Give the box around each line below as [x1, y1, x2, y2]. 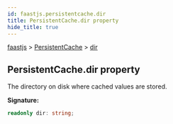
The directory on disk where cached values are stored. [7, 82, 168, 91]
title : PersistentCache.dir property [7, 17, 119, 24]
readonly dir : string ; [7, 110, 74, 117]
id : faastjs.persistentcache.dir [7, 10, 106, 18]
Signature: [7, 96, 39, 105]
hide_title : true [7, 23, 59, 30]
